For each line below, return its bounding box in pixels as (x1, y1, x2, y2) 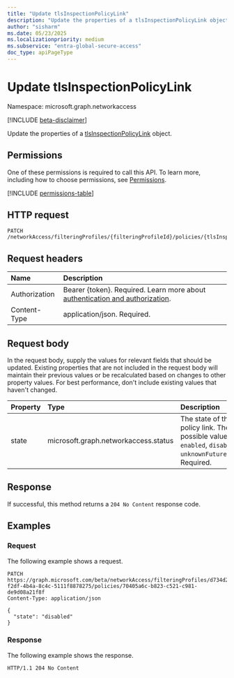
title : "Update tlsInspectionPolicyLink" (7, 10, 130, 17)
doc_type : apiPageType (7, 50, 73, 56)
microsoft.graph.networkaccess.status (47, 436, 174, 446)
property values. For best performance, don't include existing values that (7, 378, 217, 387)
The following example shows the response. (7, 651, 134, 659)
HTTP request (7, 209, 70, 221)
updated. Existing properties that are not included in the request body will (7, 363, 218, 372)
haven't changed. (7, 386, 58, 394)
